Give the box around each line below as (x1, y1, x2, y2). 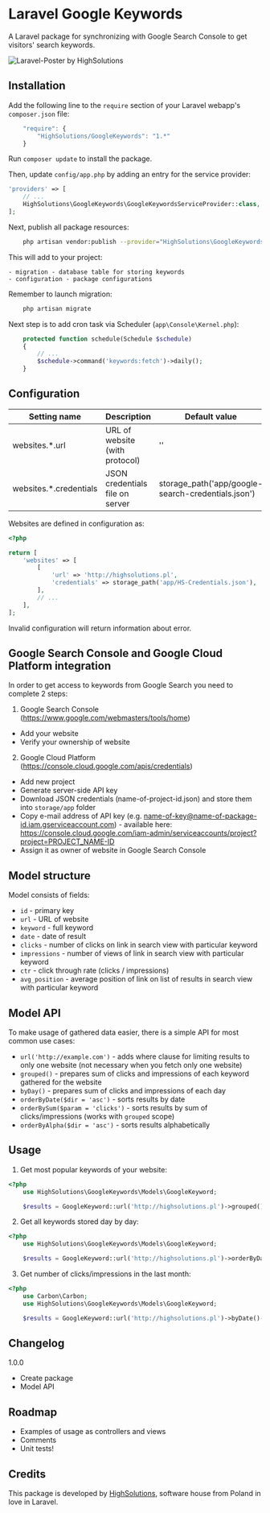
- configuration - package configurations (8, 275, 153, 283)
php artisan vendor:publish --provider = (22, 238, 160, 246)
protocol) (105, 454, 141, 465)
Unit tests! (19, 1444, 55, 1453)
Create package (19, 1374, 74, 1383)
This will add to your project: (8, 252, 103, 262)
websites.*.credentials (12, 482, 98, 494)
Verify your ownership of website (19, 738, 130, 747)
